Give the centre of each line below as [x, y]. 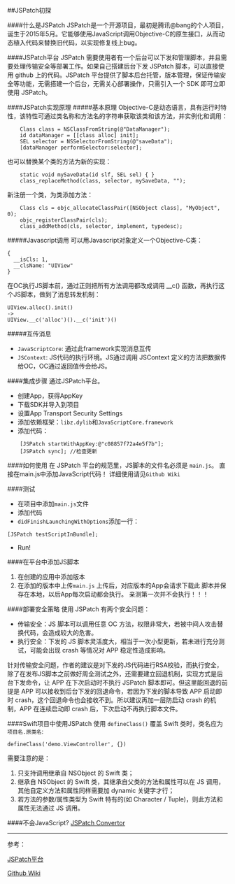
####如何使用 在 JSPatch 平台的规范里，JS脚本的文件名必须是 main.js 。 [113, 465]
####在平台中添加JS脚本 [43, 562]
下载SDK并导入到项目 [48, 405]
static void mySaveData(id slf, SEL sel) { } [87, 175]
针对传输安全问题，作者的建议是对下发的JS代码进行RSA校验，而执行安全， [115, 665]
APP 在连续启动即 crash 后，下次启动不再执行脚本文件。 [100, 709]
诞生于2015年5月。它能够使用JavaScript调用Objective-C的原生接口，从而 [113, 34]
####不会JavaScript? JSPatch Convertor [66, 823]
